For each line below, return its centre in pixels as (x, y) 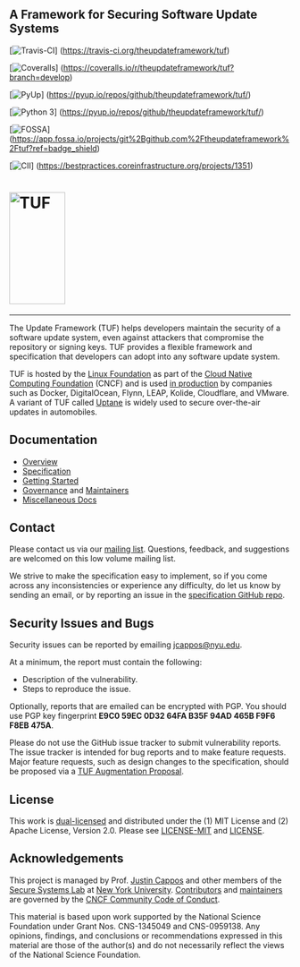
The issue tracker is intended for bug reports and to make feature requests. (148, 752)
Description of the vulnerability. (80, 680)
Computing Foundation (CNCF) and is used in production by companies (141, 383)
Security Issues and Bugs (82, 623)
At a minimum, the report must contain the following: (106, 663)
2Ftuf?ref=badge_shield (54, 148)
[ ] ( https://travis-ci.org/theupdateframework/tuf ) (120, 50)
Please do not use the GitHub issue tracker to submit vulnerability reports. (145, 743)
